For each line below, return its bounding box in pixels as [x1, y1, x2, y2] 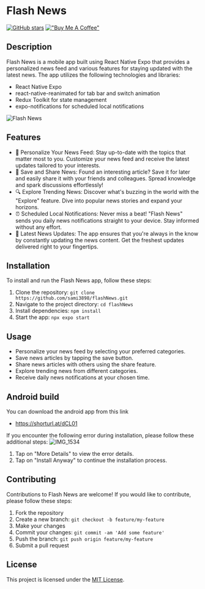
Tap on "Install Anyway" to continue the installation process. [15, 456, 167, 464]
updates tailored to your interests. [15, 161, 101, 169]
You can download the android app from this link [6, 408, 129, 415]
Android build [6, 391, 59, 402]
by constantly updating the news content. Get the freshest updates [15, 236, 185, 244]
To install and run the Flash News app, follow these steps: [6, 277, 152, 284]
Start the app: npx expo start [15, 314, 90, 321]
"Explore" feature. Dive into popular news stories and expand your [15, 197, 182, 204]
